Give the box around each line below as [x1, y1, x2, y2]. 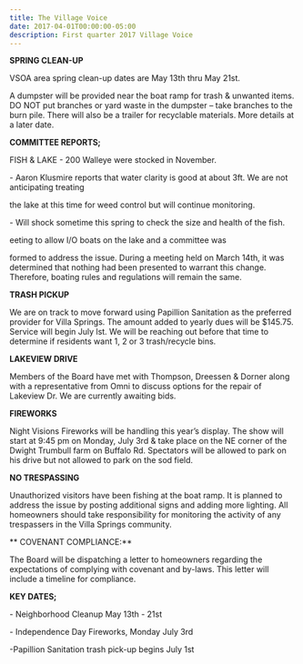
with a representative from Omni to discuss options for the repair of [9, 381, 262, 392]
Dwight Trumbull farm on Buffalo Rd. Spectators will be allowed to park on [9, 445, 287, 456]
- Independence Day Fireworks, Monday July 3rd [9, 627, 194, 638]
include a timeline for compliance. [9, 574, 136, 585]
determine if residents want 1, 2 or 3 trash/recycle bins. [9, 336, 217, 347]
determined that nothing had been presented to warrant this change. [9, 262, 267, 273]
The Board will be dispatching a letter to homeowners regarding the [9, 554, 263, 565]
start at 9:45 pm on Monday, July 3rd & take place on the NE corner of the [9, 436, 288, 447]
